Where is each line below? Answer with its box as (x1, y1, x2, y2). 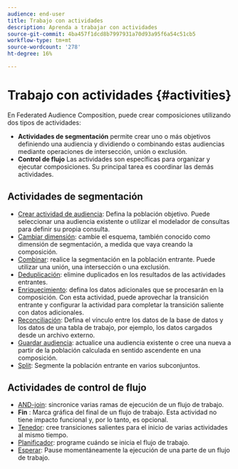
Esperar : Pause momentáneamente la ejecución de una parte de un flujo (17, 446, 230, 455)
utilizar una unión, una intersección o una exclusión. (17, 262, 170, 271)
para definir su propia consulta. (17, 225, 110, 233)
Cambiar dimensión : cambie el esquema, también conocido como (17, 232, 211, 241)
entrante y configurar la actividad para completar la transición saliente (17, 300, 224, 309)
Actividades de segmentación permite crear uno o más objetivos (17, 132, 211, 140)
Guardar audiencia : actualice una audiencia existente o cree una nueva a (17, 338, 232, 346)
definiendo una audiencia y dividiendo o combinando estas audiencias (17, 140, 225, 148)
